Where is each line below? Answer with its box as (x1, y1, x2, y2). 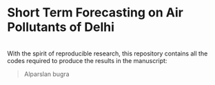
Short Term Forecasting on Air (7, 5, 184, 21)
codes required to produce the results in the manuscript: (7, 56, 167, 64)
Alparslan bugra (23, 70, 70, 78)
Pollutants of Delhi (7, 19, 115, 35)
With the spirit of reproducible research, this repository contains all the (7, 49, 208, 58)
